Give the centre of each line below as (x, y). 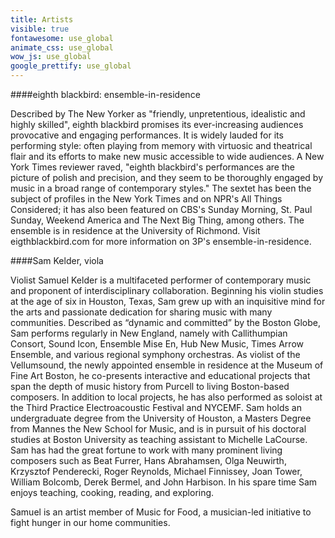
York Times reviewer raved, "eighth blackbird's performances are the (152, 167)
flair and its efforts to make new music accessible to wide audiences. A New (167, 156)
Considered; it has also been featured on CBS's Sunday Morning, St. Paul (161, 209)
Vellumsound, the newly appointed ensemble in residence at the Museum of (167, 365)
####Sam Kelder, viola (57, 260)
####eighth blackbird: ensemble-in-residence (105, 94)
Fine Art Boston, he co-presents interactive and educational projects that (160, 375)
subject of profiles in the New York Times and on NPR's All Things (146, 199)
